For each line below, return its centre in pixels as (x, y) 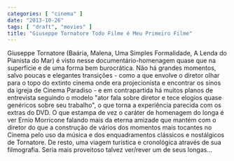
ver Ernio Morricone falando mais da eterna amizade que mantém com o (112, 120)
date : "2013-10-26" (36, 20)
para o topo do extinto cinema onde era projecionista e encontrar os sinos (114, 83)
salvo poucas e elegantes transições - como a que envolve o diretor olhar (113, 76)
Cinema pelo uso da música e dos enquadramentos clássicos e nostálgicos (116, 135)
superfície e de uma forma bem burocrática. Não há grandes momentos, (112, 68)
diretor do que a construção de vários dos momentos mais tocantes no (110, 127)
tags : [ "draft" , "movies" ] (50, 27)
